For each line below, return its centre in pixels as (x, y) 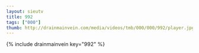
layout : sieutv (25, 11)
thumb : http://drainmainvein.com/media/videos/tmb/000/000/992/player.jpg (100, 28)
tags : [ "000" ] (24, 22)
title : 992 (20, 17)
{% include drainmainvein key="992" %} (56, 44)
